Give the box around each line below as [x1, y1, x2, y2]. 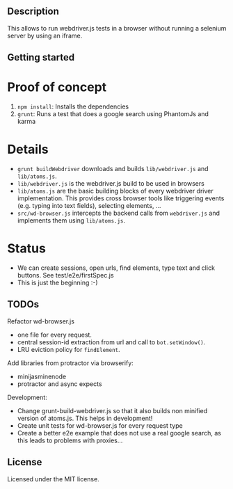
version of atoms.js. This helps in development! [17, 414, 153, 422]
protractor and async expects [17, 379, 102, 388]
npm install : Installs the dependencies [17, 102, 129, 111]
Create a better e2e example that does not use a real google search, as [17, 428, 221, 437]
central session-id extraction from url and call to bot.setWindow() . [17, 337, 206, 346]
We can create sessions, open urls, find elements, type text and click [17, 264, 216, 272]
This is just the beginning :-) [17, 278, 99, 287]
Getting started [7, 51, 75, 63]
